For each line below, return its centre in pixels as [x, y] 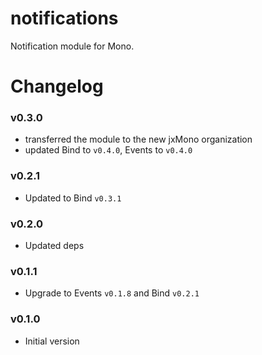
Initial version [52, 341]
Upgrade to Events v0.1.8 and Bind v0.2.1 [112, 293]
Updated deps [54, 246]
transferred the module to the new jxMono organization [138, 139]
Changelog [57, 86]
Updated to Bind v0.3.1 [73, 198]
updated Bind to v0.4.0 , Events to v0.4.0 [108, 150]
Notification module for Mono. [72, 46]
